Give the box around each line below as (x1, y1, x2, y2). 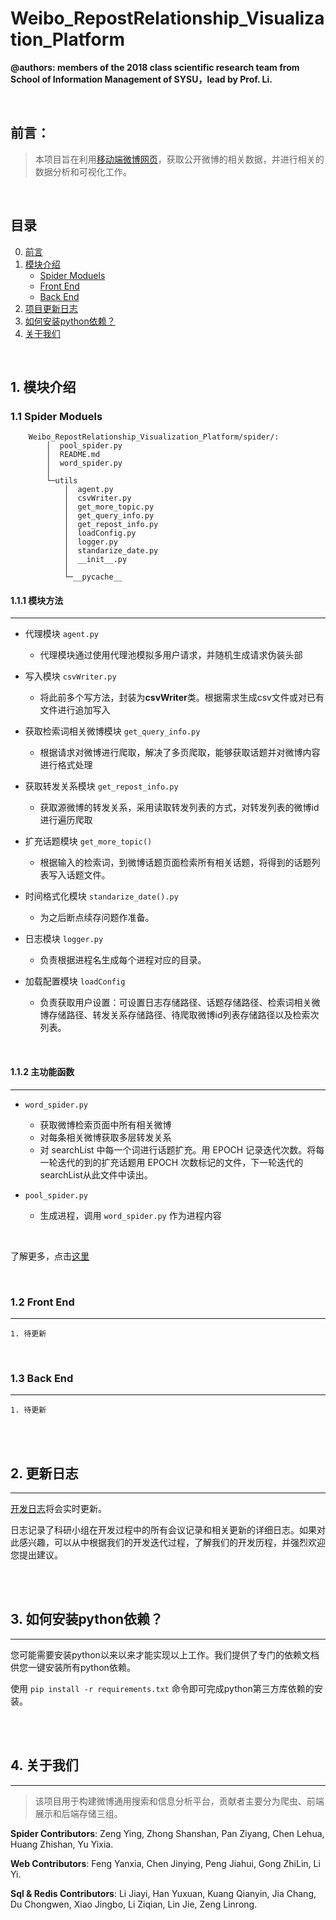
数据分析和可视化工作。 (34, 165, 132, 177)
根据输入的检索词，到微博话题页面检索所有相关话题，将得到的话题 (39, 857, 312, 869)
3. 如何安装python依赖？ (10, 1611, 164, 1628)
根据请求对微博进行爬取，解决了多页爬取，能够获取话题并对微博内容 (39, 747, 321, 759)
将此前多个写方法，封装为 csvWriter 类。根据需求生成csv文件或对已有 (39, 692, 325, 704)
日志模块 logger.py (24, 933, 104, 945)
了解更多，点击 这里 (10, 1250, 90, 1262)
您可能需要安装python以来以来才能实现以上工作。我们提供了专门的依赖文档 (10, 1648, 320, 1661)
